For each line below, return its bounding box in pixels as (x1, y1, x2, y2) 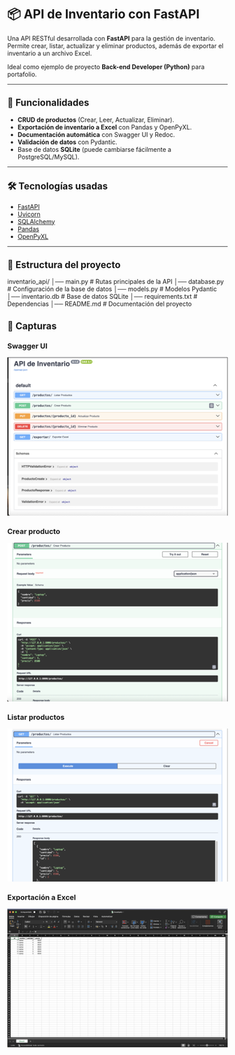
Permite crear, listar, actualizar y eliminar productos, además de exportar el (7, 41, 224, 50)
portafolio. (7, 70, 37, 78)
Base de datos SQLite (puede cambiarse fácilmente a (17, 145, 171, 153)
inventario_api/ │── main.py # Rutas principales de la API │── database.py (7, 278, 225, 286)
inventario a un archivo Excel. (7, 49, 92, 57)
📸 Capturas (7, 320, 57, 332)
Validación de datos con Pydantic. (17, 138, 117, 146)
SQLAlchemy (17, 217, 55, 225)
